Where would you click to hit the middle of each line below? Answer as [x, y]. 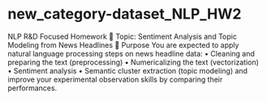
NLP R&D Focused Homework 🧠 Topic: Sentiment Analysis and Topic [122, 36]
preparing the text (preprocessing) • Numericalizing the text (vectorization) [133, 62]
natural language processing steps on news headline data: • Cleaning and [131, 53]
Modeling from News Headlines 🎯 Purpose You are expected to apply [123, 44]
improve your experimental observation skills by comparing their [115, 79]
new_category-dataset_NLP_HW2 [125, 14]
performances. [32, 88]
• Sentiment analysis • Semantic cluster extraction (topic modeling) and [128, 70]
